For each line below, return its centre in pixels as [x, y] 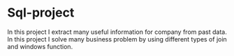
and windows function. [40, 46]
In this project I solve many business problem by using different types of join [117, 39]
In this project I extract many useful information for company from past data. [117, 32]
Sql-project [41, 13]
